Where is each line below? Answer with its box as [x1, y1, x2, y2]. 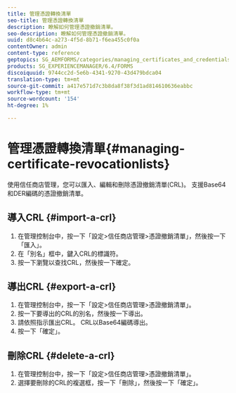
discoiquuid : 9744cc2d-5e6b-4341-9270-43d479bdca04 [7, 69, 162, 76]
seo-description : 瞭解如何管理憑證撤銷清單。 [7, 30, 129, 37]
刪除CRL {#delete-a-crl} [7, 349, 115, 361]
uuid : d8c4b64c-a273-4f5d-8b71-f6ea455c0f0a [7, 37, 140, 44]
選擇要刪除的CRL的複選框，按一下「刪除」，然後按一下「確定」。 [17, 378, 202, 387]
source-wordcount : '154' [7, 96, 80, 103]
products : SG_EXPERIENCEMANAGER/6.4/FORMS [7, 63, 133, 70]
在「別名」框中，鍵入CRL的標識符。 [17, 249, 122, 258]
